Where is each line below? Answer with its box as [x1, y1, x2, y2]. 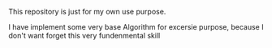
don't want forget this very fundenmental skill [8, 31, 161, 40]
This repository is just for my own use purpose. [8, 7, 166, 16]
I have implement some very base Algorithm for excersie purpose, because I [8, 22, 264, 31]
